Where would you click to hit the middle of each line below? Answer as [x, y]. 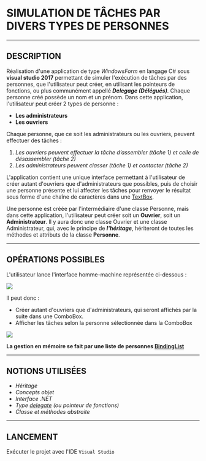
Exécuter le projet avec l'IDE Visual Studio [60, 452]
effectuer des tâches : [34, 140]
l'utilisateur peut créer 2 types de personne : [63, 104]
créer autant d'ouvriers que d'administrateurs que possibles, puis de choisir [102, 183]
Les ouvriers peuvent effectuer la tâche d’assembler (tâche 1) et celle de [107, 152]
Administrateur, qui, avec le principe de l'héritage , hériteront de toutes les [100, 228]
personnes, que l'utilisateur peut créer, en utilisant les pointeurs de [91, 84]
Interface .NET [34, 399]
